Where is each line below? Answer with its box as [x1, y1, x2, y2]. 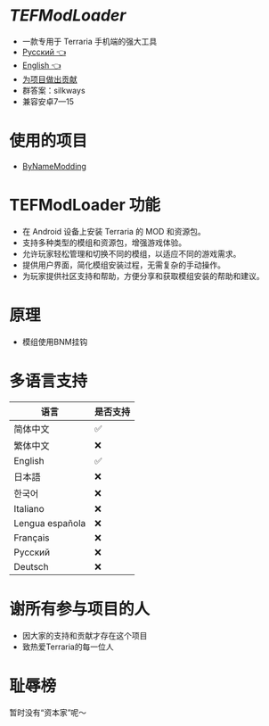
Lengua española [13, 516, 86, 529]
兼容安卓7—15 [21, 95, 74, 107]
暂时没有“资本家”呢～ [9, 706, 87, 718]
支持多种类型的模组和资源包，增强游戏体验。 [21, 237, 187, 248]
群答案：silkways [21, 85, 86, 95]
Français [13, 532, 51, 544]
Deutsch [13, 560, 49, 573]
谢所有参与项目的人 [9, 598, 151, 619]
